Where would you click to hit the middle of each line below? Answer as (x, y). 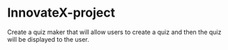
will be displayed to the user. (48, 39)
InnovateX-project (61, 13)
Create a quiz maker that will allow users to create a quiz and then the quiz (114, 32)
